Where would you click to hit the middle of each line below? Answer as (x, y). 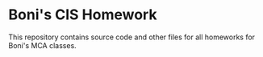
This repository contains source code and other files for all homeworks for (132, 37)
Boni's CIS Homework (83, 15)
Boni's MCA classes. (42, 45)
